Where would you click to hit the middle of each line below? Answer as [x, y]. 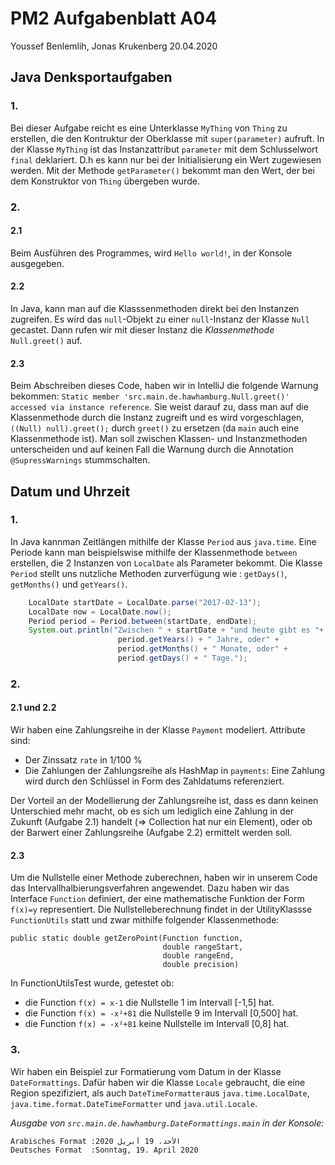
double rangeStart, [203, 947]
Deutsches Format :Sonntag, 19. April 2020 [104, 1150]
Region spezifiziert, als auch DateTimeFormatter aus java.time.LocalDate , [160, 1093]
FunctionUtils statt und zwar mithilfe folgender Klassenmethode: [145, 920]
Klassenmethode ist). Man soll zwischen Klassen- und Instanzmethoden [159, 439]
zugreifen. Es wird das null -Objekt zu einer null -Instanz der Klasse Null [160, 319]
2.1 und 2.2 [33, 708]
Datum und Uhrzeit [70, 491]
